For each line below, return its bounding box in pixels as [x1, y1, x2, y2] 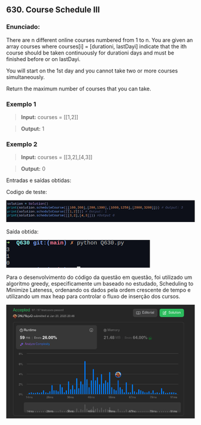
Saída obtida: [6, 228, 39, 235]
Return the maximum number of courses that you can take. [6, 85, 151, 92]
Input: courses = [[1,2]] [20, 113, 79, 120]
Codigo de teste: [6, 189, 47, 196]
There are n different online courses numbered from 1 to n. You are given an [6, 36, 193, 44]
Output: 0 [20, 165, 46, 172]
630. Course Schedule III [6, 5, 100, 15]
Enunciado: [6, 23, 40, 31]
